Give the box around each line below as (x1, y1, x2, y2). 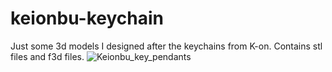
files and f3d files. (10, 50, 85, 62)
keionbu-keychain (10, 7, 164, 30)
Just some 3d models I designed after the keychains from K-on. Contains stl (10, 40, 323, 52)
